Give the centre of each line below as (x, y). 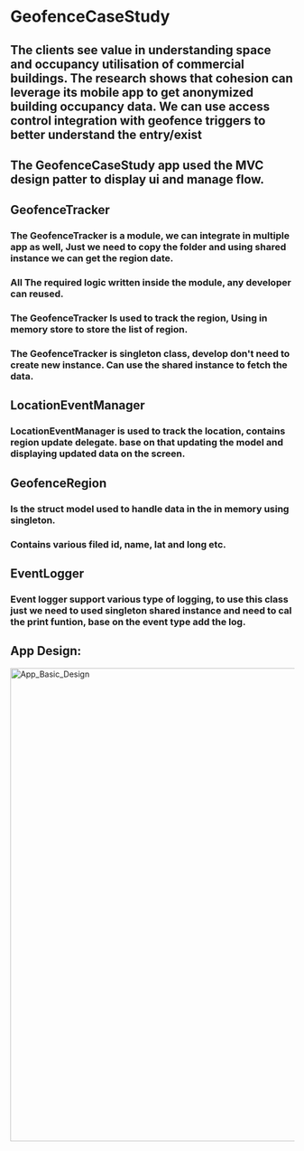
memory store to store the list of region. (99, 330)
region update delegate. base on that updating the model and (147, 443)
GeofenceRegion (59, 483)
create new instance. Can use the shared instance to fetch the (149, 365)
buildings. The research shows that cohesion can (152, 78)
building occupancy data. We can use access (140, 106)
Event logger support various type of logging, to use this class (149, 599)
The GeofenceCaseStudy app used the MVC (137, 165)
